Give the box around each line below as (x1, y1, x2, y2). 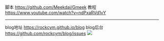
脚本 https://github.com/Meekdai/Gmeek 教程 (5, 4, 97, 10)
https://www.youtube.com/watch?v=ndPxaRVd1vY (5, 10, 106, 16)
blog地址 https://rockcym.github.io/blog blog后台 (5, 24, 103, 30)
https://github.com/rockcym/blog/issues (5, 31, 86, 36)
